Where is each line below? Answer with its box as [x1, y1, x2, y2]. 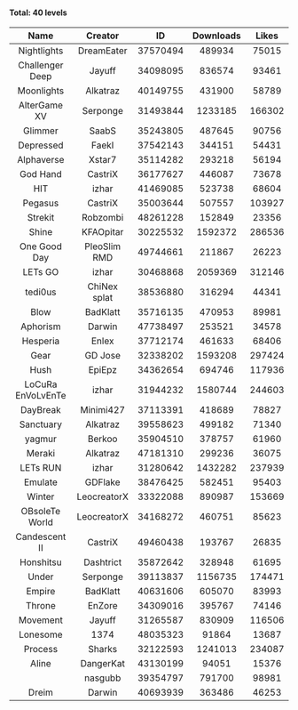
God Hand [19, 168, 62, 181]
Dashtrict [83, 556, 122, 569]
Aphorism [20, 320, 61, 333]
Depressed [17, 139, 64, 151]
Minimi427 [79, 404, 126, 416]
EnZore [87, 600, 118, 612]
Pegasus [22, 197, 59, 209]
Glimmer [23, 125, 59, 137]
